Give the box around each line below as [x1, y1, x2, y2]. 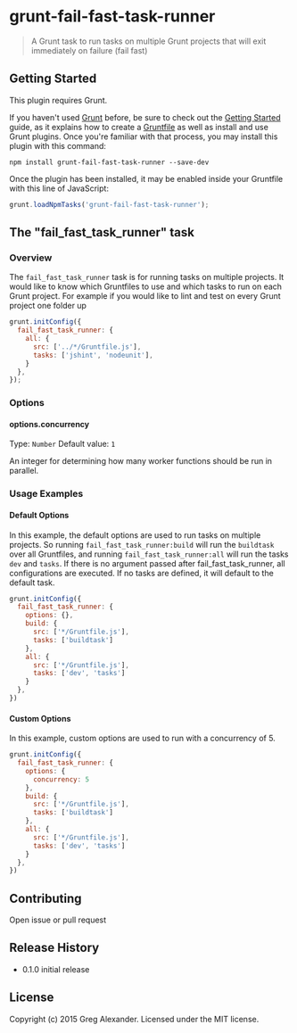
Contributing [9, 890, 82, 906]
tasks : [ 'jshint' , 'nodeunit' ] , [32, 351, 153, 359]
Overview [9, 252, 53, 264]
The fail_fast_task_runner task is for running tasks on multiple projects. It [9, 272, 285, 283]
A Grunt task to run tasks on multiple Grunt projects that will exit [30, 36, 267, 46]
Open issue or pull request [9, 914, 107, 925]
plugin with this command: [9, 140, 107, 151]
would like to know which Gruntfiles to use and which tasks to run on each [9, 281, 283, 292]
